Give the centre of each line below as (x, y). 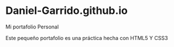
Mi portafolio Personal (32, 27)
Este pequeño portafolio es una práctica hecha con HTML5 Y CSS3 (87, 38)
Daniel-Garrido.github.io (67, 11)
